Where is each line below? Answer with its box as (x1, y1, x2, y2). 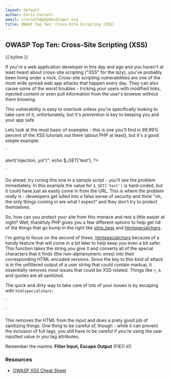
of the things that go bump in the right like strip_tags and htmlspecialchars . (5, 225, 162, 231)
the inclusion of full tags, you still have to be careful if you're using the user (5, 328, 163, 334)
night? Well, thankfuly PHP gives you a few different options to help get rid (5, 219, 161, 225)
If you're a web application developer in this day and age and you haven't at (5, 64, 164, 70)
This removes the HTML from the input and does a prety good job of (5, 317, 148, 324)
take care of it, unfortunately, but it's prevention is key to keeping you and (5, 111, 159, 118)
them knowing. (5, 96, 37, 102)
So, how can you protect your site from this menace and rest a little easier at (5, 214, 165, 220)
